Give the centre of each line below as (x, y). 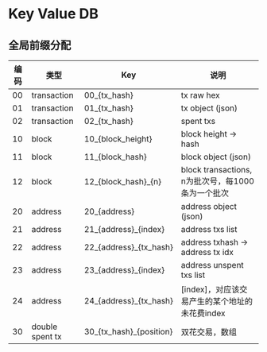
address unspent (212, 265)
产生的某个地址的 (221, 301)
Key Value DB (54, 14)
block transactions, (217, 170)
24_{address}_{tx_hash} (128, 301)
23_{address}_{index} (124, 270)
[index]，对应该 (210, 289)
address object (209, 206)
